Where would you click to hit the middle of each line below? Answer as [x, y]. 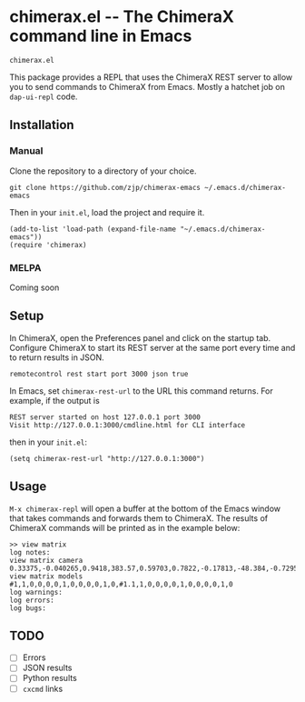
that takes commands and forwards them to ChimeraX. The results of [139, 518]
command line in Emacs [101, 36]
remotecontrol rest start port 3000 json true [99, 374]
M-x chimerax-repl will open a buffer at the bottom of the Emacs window [145, 508]
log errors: [32, 600]
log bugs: [28, 608]
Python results [49, 678]
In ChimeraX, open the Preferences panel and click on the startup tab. [140, 337]
